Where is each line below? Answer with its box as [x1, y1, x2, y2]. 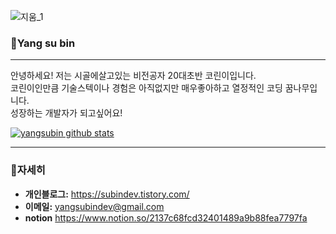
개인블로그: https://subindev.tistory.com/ [24, 188, 190, 200]
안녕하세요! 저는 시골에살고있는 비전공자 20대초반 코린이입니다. [10, 70, 257, 82]
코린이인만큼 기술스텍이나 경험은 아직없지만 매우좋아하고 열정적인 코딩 [10, 82, 283, 94]
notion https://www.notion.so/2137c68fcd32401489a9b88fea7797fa [24, 211, 308, 224]
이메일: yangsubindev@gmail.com [24, 200, 165, 212]
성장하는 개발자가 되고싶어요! [10, 107, 123, 119]
